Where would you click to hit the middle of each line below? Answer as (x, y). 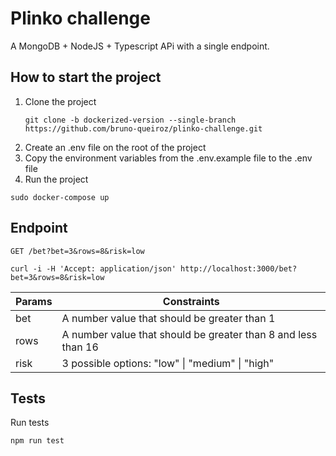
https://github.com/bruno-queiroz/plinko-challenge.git (143, 128)
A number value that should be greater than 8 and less (189, 334)
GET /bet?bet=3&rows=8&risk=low (77, 251)
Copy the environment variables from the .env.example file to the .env (168, 158)
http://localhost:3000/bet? (239, 268)
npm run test (37, 441)
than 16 (80, 347)
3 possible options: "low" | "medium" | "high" (168, 363)
